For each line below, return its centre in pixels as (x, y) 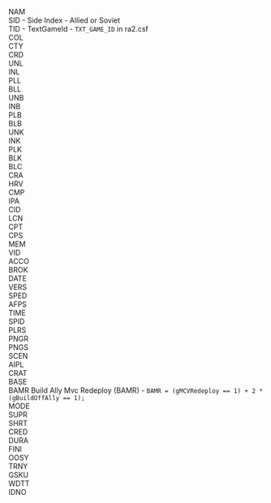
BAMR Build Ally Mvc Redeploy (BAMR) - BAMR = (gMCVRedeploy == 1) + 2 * (136, 390)
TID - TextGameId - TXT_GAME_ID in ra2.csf (78, 29)
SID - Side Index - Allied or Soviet (64, 20)
